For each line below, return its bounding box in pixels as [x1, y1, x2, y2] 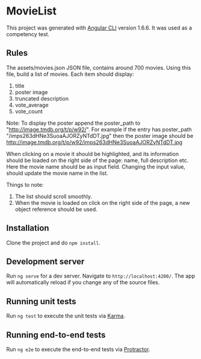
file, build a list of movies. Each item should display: [6, 70, 134, 78]
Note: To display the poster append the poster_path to [6, 119, 140, 126]
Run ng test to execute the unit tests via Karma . [6, 312, 125, 320]
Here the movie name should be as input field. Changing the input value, [6, 163, 185, 170]
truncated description [14, 95, 69, 102]
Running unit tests [6, 296, 76, 307]
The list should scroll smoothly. [14, 193, 92, 200]
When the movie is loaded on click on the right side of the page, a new [14, 199, 191, 206]
